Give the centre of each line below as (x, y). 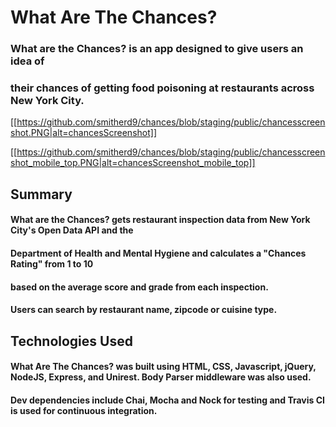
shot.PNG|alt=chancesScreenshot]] (83, 133)
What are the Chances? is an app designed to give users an (157, 49)
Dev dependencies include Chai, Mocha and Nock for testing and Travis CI (168, 400)
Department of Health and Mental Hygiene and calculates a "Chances (158, 253)
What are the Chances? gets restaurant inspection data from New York (160, 220)
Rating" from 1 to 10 (52, 263)
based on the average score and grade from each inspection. (139, 287)
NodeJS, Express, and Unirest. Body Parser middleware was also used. (161, 377)
